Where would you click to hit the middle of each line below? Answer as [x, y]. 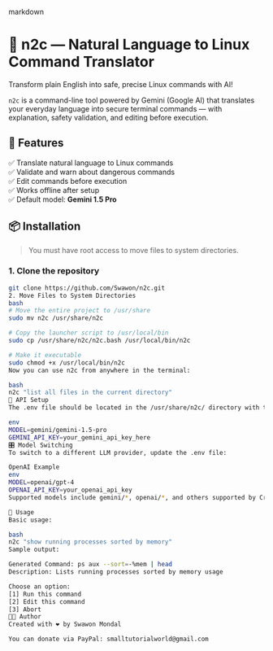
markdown [26, 12]
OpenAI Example [34, 467]
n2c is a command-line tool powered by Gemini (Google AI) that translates [132, 100]
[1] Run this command [45, 594]
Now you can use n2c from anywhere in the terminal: [100, 370]
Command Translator [81, 62]
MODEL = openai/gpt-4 [41, 483]
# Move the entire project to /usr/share [80, 311]
